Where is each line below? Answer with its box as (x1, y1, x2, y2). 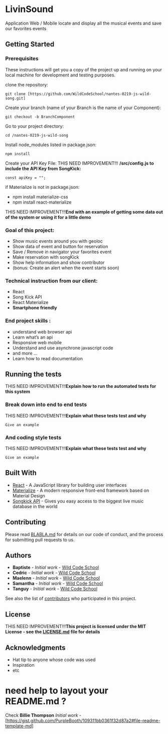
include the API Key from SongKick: (5, 165, 81, 171)
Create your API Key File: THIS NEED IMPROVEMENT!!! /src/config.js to (5, 160, 154, 166)
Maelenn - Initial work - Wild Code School (12, 575, 100, 581)
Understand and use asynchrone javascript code (12, 345, 114, 351)
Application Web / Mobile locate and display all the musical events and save (5, 20, 162, 26)
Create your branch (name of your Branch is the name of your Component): (5, 104, 161, 111)
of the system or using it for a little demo (5, 214, 91, 220)
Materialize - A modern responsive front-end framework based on (12, 487, 149, 493)
